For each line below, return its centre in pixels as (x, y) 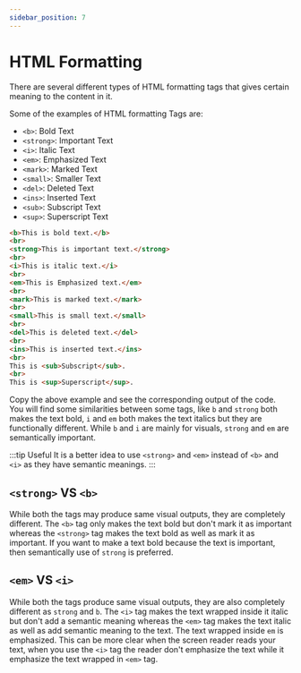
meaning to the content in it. (61, 96)
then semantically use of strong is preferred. (91, 552)
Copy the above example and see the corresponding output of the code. (142, 400)
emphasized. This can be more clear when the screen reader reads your (142, 640)
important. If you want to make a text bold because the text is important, (142, 543)
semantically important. (53, 438)
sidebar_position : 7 (48, 17)
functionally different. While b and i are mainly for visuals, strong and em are (149, 428)
